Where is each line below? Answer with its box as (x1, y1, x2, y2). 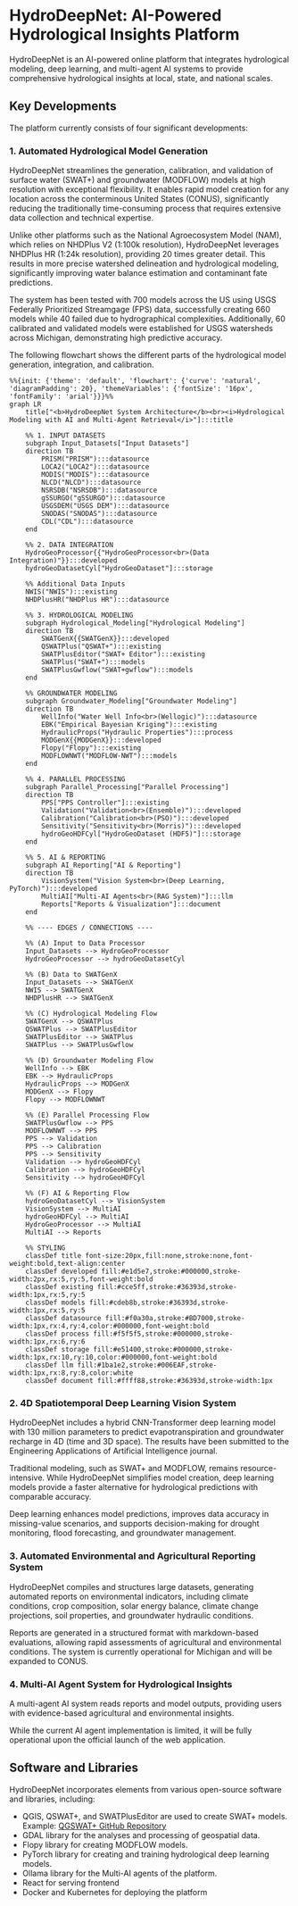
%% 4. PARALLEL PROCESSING (25, 775, 126, 784)
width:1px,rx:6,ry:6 (9, 1337, 87, 1346)
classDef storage (25, 1345, 90, 1354)
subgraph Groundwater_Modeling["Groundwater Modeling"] (25, 697, 238, 706)
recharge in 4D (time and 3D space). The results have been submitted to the (9, 1436, 290, 1447)
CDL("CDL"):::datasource (41, 517, 134, 527)
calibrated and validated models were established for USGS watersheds (9, 323, 274, 334)
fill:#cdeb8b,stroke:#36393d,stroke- (88, 1298, 229, 1308)
